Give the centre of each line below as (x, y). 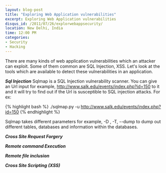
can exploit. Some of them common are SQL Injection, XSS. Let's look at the (83, 66)
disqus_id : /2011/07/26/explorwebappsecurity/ (54, 24)
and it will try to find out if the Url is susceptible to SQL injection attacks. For (83, 91)
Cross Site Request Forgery (34, 136)
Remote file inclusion (27, 156)
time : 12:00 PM (21, 33)
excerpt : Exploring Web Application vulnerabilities (61, 19)
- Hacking (15, 47)
